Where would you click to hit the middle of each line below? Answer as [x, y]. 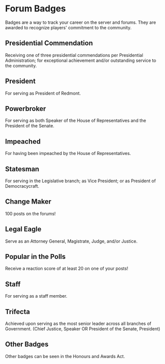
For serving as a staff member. [36, 296]
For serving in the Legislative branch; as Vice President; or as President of [81, 181]
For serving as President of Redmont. [43, 93]
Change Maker [28, 202]
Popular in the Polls [35, 257]
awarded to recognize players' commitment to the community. [68, 27]
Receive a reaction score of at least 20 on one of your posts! [67, 268]
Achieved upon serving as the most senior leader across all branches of [78, 324]
